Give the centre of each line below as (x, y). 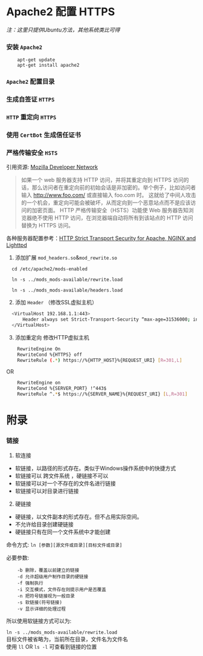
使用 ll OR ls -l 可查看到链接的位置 (52, 646)
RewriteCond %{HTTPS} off (50, 355)
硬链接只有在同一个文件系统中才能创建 (63, 532)
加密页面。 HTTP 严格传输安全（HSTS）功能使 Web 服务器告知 (110, 210)
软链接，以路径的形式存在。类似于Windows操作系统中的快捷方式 (95, 468)
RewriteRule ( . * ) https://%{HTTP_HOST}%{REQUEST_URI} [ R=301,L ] (100, 360)
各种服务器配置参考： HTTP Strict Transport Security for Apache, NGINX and (101, 238)
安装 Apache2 (24, 47)
